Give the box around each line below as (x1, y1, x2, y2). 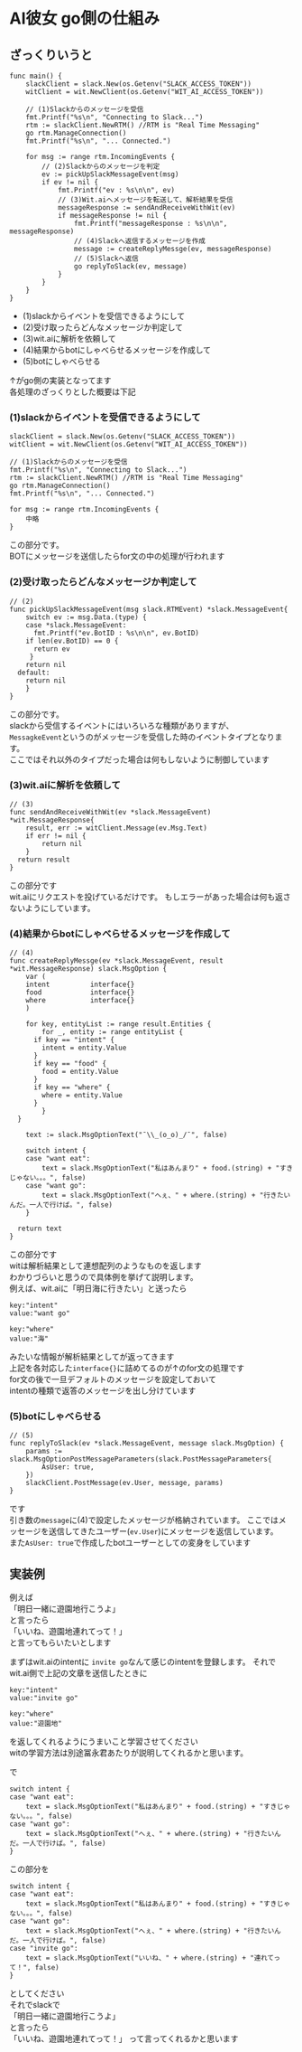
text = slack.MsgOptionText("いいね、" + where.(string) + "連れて (25, 1953, 274, 1963)
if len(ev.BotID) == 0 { (25, 636, 119, 645)
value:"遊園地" (9, 1719, 62, 1728)
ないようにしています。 (9, 902, 96, 913)
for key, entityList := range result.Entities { (25, 1020, 212, 1029)
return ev (32, 644, 70, 654)
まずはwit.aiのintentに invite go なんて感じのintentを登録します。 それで (9, 1656, 277, 1668)
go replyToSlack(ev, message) (73, 262, 188, 271)
